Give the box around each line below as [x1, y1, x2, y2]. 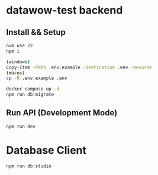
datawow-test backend [6, 4, 123, 17]
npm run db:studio [6, 163, 51, 169]
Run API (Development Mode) [6, 108, 118, 118]
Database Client [6, 143, 87, 157]
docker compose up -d [6, 86, 60, 92]
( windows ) [6, 59, 31, 65]
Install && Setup [6, 27, 66, 37]
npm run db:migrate [6, 92, 54, 98]
